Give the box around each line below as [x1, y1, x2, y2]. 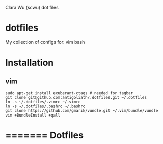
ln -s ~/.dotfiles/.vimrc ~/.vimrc [5, 99, 81, 104]
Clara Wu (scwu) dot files [5, 5, 59, 10]
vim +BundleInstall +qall [5, 112, 60, 118]
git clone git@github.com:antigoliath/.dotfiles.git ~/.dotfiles [5, 95, 147, 100]
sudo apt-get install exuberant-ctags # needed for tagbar [5, 90, 133, 96]
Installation [5, 57, 54, 68]
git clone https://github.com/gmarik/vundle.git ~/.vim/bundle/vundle [5, 108, 158, 113]
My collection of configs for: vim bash [5, 39, 85, 45]
